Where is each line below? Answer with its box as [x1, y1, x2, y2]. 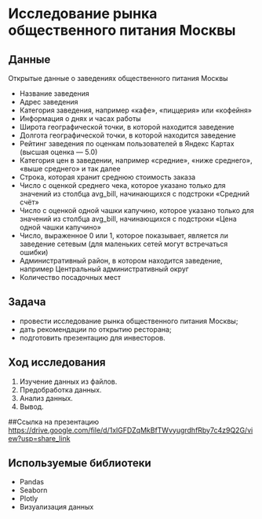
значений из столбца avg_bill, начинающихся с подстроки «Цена [19, 214, 237, 223]
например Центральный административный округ [19, 264, 190, 274]
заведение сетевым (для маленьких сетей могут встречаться [19, 239, 228, 248]
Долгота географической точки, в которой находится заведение [19, 131, 237, 140]
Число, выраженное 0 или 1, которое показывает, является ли [19, 231, 229, 240]
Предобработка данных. [19, 385, 102, 394]
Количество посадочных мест [19, 273, 122, 282]
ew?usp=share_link [8, 433, 71, 443]
